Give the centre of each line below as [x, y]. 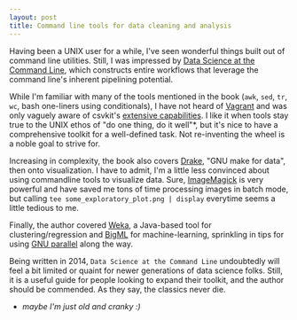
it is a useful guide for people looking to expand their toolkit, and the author [147, 279]
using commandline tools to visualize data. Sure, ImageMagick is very [137, 179]
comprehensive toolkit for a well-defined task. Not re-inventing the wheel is [147, 134]
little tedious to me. [44, 207]
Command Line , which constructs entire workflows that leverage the [134, 70]
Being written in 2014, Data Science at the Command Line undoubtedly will [145, 261]
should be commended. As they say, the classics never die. [117, 289]
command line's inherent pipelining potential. [91, 79]
